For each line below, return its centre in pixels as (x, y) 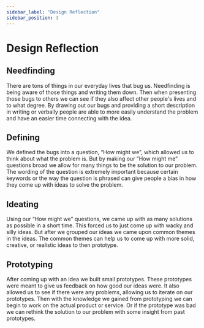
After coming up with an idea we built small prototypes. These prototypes (99, 279)
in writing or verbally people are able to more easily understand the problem (102, 112)
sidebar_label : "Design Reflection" (53, 12)
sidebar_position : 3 (33, 18)
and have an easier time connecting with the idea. (69, 118)
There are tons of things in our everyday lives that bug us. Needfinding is (99, 85)
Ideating (22, 204)
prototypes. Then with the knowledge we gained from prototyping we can (100, 299)
